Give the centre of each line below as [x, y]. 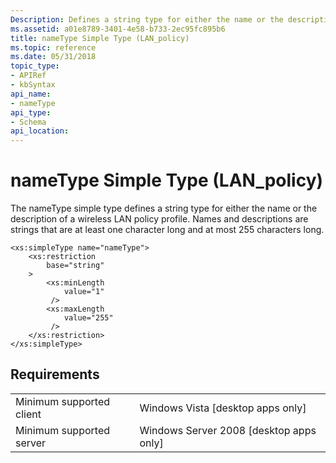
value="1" [84, 292]
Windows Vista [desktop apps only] [223, 408]
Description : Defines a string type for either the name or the [147, 19]
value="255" [88, 318]
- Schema [28, 122]
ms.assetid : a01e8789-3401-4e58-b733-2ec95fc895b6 [118, 29]
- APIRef [28, 76]
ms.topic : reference [53, 47]
